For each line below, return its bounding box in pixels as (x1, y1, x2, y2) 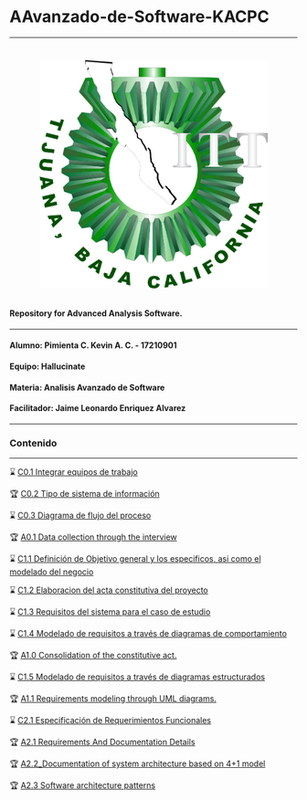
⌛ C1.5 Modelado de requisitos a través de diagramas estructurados (9, 671, 266, 682)
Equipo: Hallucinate (9, 361, 86, 372)
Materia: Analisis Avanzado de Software (9, 382, 165, 393)
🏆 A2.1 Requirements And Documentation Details (9, 737, 196, 748)
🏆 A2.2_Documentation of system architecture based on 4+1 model (9, 758, 266, 769)
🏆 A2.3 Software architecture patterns (9, 780, 156, 791)
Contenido (9, 437, 58, 449)
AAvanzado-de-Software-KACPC (9, 6, 270, 27)
